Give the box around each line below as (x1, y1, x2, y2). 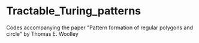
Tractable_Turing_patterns (6, 4, 141, 18)
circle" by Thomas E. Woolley (6, 30, 79, 37)
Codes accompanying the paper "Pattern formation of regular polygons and (6, 24, 194, 31)
